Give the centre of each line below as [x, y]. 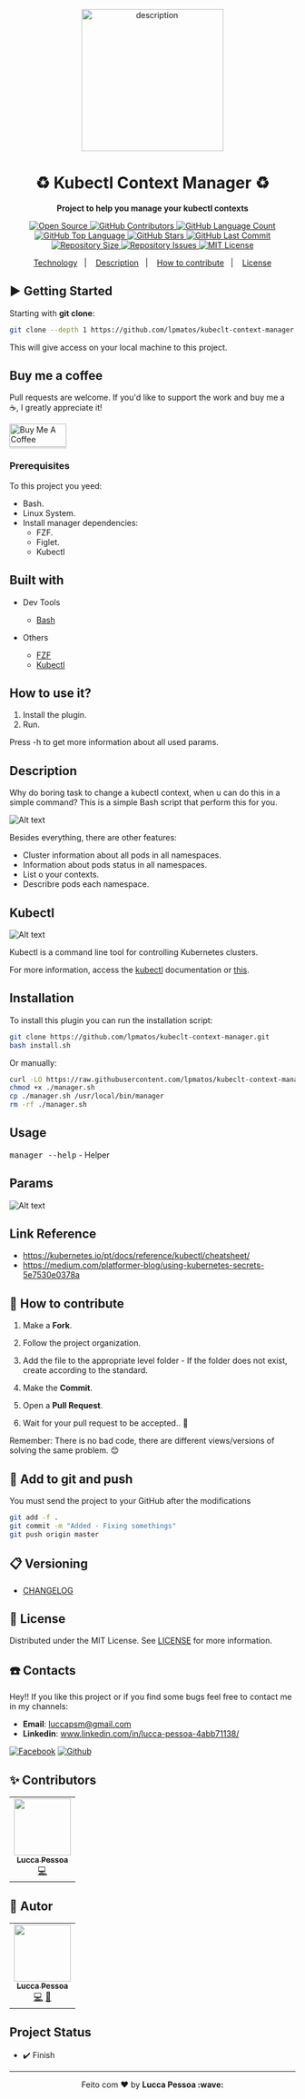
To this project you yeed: [56, 485]
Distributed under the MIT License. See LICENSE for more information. [141, 1641]
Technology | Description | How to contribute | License [152, 263]
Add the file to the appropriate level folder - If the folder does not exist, [155, 1361]
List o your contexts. [61, 875]
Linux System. [49, 512]
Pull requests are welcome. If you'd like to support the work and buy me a [147, 398]
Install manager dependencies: [80, 522]
